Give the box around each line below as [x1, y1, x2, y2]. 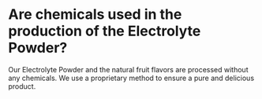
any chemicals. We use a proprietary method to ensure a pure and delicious [8, 73, 255, 82]
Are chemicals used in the [8, 5, 182, 24]
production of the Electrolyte [8, 22, 201, 40]
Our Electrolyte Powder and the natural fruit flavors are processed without [8, 64, 249, 74]
